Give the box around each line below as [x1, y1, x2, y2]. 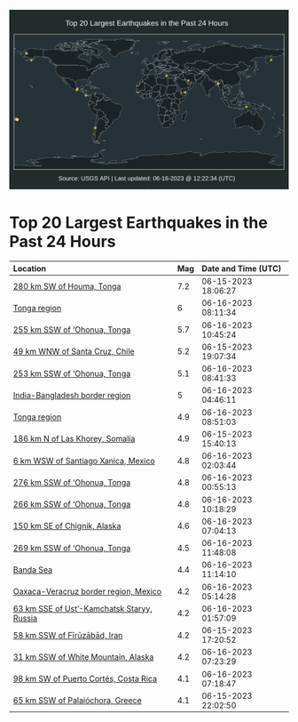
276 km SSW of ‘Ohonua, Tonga [12, 477, 131, 487]
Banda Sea [12, 564, 53, 574]
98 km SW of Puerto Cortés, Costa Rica [12, 673, 158, 685]
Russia [12, 613, 38, 623]
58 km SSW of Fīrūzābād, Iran [12, 630, 123, 640]
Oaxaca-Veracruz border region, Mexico [12, 586, 162, 597]
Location [12, 263, 47, 274]
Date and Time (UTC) [201, 263, 282, 274]
